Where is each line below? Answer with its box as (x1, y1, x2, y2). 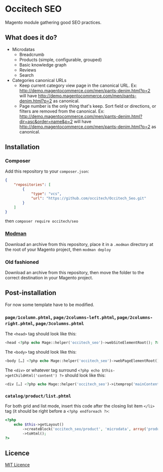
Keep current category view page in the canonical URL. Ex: (19, 82, 137, 88)
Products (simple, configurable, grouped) (19, 57, 102, 63)
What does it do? (5, 33, 57, 42)
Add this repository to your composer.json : (5, 168, 89, 174)
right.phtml (5, 321, 33, 326)
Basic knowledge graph (19, 62, 67, 67)
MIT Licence (5, 462, 30, 468)
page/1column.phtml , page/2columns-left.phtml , (5, 314, 116, 321)
